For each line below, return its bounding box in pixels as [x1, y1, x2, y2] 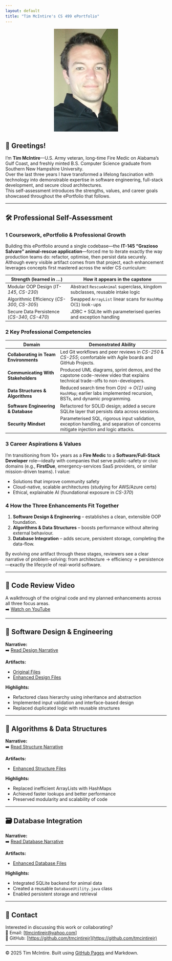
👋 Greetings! [5, 141, 46, 150]
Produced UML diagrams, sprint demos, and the [60, 367, 161, 373]
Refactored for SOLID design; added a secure [60, 402, 156, 409]
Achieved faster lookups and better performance [12, 791, 116, 797]
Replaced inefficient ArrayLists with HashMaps [12, 785, 112, 792]
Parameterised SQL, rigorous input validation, [60, 415, 156, 421]
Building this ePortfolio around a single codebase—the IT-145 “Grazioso [5, 243, 158, 249]
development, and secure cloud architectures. [5, 182, 102, 188]
